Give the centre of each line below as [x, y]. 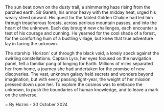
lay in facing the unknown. [32, 43]
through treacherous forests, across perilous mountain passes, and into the [81, 23]
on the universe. [22, 95]
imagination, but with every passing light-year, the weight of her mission [78, 79]
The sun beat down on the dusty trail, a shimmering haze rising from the [78, 7]
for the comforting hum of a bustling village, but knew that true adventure [79, 38]
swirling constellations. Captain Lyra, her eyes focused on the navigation [78, 58]
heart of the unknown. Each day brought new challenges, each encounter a [81, 28]
